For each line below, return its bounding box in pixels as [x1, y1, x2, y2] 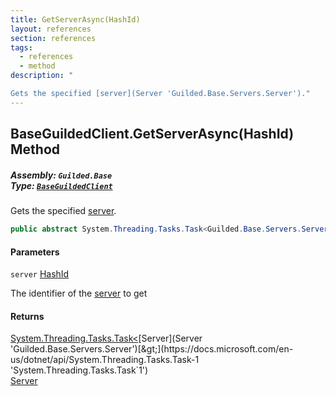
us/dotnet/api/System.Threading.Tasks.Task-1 [10, 354, 200, 366]
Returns [10, 310, 45, 322]
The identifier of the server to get [10, 287, 148, 300]
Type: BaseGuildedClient [10, 179, 113, 191]
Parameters [10, 246, 60, 258]
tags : [10, 42, 33, 53]
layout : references [10, 24, 92, 34]
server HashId [10, 268, 70, 280]
